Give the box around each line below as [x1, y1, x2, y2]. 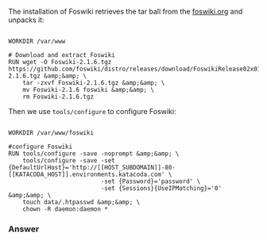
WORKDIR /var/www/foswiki [8, 129, 94, 137]
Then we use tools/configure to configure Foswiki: [8, 107, 176, 116]
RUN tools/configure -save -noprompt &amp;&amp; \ [8, 150, 180, 158]
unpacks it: [8, 15, 45, 25]
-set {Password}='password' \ [100, 177, 201, 185]
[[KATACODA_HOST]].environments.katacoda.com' [8, 170, 165, 178]
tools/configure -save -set [22, 157, 115, 165]
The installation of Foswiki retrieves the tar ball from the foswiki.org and [8, 7, 243, 16]
